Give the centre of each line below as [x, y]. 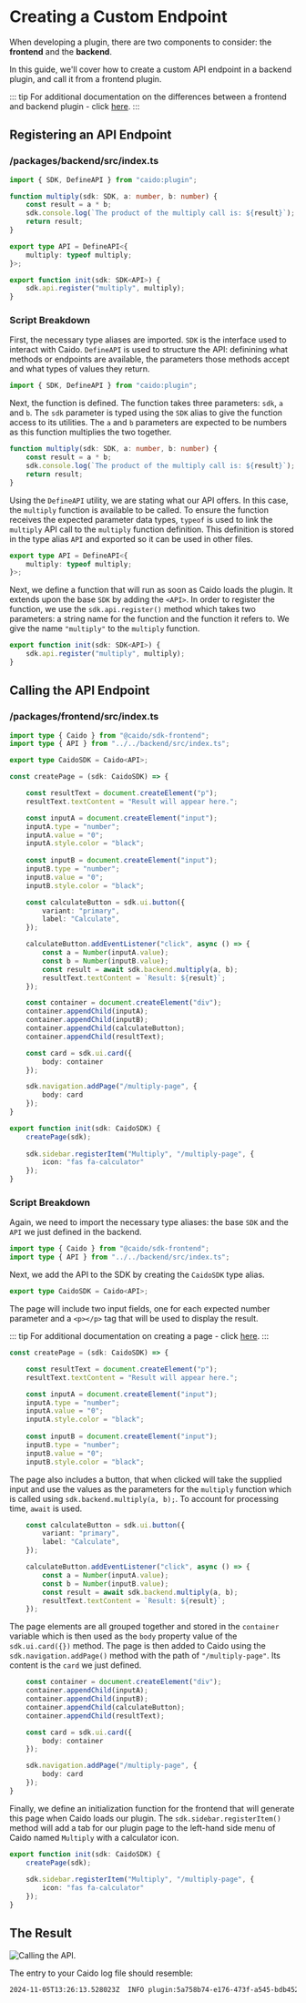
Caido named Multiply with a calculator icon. [94, 1837]
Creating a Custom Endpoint [118, 17]
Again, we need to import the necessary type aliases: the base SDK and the [149, 1222]
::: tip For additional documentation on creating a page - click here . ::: [139, 1336]
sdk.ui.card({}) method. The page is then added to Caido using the [138, 1646]
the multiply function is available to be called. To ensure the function [139, 510]
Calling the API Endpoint [80, 691]
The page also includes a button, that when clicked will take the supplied [146, 1479]
